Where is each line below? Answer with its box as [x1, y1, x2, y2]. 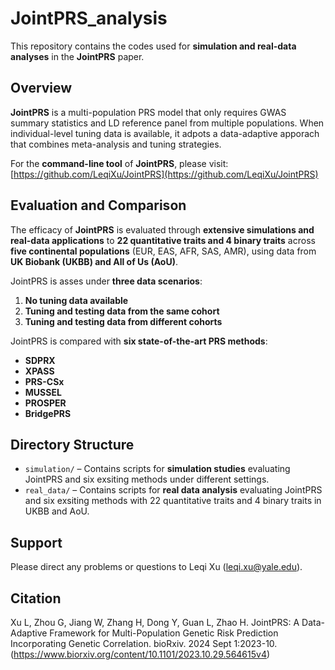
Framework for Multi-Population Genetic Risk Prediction [49, 627, 279, 639]
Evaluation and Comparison [10, 197, 187, 214]
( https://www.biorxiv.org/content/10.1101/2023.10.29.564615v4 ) [10, 648, 271, 660]
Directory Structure [10, 436, 135, 453]
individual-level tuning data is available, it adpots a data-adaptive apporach [10, 127, 320, 139]
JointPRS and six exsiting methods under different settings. [24, 473, 270, 486]
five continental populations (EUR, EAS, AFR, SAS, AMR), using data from [10, 245, 317, 257]
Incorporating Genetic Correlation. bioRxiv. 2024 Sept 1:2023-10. [10, 638, 278, 649]
